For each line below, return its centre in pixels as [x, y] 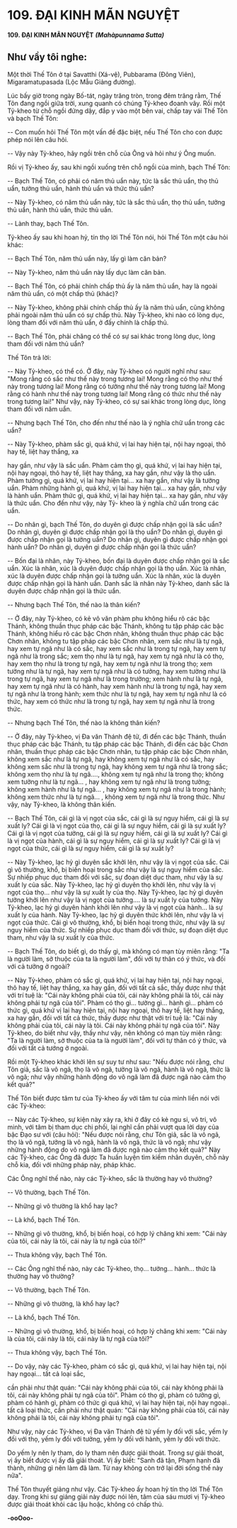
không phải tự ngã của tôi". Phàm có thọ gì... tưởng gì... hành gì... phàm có [115, 1003]
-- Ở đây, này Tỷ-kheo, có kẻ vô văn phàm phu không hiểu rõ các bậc [109, 618]
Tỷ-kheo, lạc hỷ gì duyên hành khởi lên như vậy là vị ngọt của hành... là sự [115, 907]
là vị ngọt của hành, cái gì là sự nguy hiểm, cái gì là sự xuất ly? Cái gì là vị [114, 841]
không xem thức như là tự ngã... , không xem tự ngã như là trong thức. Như [116, 797]
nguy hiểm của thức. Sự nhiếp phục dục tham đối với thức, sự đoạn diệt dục [118, 929]
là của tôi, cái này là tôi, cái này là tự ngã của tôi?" [80, 1338]
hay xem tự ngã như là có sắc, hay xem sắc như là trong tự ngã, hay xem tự [117, 648]
